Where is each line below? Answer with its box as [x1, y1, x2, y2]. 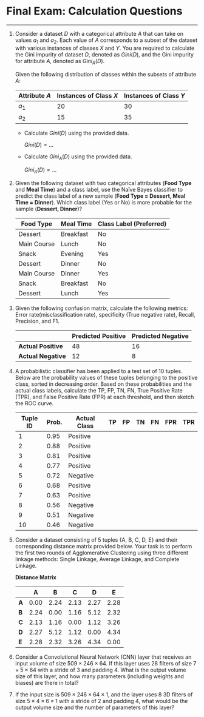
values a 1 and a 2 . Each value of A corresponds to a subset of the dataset [15, 36, 198, 45]
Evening [60, 249, 84, 258]
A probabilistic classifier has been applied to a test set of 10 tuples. [15, 367, 183, 374]
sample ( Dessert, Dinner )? [15, 205, 83, 212]
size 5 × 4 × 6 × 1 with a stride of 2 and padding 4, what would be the [15, 697, 188, 704]
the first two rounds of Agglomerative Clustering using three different [15, 549, 189, 556]
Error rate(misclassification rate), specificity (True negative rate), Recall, [15, 311, 195, 318]
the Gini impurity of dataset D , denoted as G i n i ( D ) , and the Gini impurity [15, 50, 194, 58]
